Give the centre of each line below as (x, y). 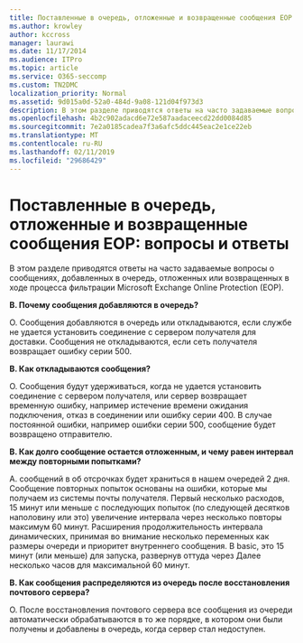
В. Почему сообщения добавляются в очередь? (104, 305)
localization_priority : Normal (68, 93)
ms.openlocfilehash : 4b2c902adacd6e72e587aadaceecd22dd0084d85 (131, 118)
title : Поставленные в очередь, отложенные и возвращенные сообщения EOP (151, 18)
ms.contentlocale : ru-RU (56, 144)
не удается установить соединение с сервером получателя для (133, 332)
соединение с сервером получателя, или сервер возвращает (129, 396)
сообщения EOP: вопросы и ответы (149, 243)
